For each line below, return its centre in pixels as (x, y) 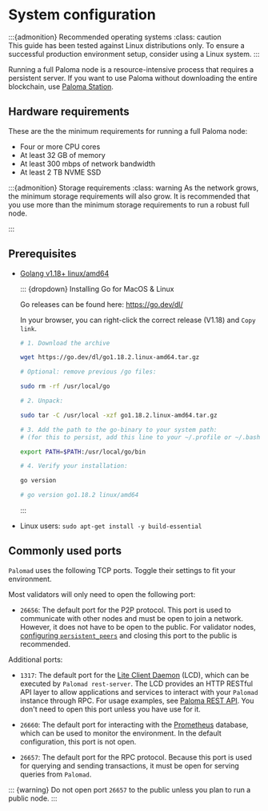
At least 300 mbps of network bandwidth (88, 163)
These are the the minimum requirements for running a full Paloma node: (128, 131)
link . (28, 328)
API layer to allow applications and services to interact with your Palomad (139, 692)
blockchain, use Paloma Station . (61, 87)
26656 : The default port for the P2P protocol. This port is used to (126, 610)
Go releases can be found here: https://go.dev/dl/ (102, 304)
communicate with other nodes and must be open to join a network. (132, 618)
